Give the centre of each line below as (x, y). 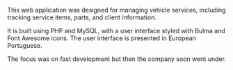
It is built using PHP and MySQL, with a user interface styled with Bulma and (116, 31)
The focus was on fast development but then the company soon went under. (116, 59)
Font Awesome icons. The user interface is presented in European (102, 38)
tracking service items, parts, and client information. (82, 17)
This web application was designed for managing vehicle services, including (116, 10)
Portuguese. (25, 45)
